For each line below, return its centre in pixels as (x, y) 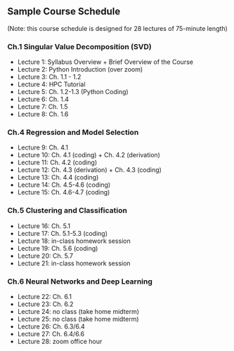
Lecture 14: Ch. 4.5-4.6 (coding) (64, 185)
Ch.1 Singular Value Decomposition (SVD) (80, 46)
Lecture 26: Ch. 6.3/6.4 (51, 326)
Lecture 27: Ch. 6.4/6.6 (51, 334)
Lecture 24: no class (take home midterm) (78, 311)
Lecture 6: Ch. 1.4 (43, 99)
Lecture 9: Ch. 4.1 (43, 147)
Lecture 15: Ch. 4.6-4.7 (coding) (64, 192)
